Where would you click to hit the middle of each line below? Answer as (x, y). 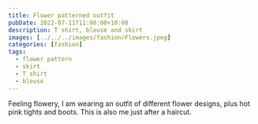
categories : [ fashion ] (45, 45)
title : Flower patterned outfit (61, 15)
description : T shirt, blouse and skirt (76, 30)
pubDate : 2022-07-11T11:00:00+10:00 (68, 23)
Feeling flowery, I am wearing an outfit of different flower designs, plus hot (129, 104)
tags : (17, 52)
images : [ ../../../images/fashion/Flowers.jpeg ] (90, 37)
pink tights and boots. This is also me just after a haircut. (100, 111)
